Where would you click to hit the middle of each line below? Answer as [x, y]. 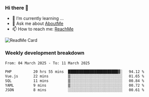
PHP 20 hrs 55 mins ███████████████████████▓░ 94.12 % [75, 72]
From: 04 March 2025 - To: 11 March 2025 [48, 63]
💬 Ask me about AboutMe [38, 23]
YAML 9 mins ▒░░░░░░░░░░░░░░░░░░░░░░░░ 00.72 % [75, 86]
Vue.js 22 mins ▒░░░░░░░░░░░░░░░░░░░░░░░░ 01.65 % [75, 77]
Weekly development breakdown [45, 53]
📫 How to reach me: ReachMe [43, 29]
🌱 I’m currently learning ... [38, 19]
